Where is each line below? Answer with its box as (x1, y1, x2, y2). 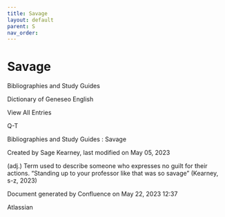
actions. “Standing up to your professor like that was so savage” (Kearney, (7, 169, 219, 178)
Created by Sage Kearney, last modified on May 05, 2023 (7, 149, 170, 157)
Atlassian (7, 203, 33, 211)
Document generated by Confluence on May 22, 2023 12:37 (7, 190, 178, 198)
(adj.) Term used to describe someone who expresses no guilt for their (7, 162, 208, 170)
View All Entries (7, 108, 52, 117)
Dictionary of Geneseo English (7, 95, 94, 103)
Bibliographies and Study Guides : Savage (7, 135, 126, 143)
